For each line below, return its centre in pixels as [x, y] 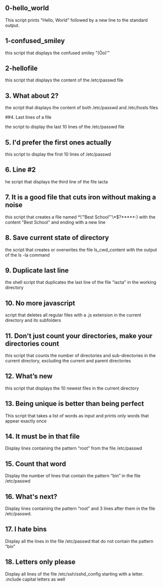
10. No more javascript [40, 303]
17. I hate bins [26, 529]
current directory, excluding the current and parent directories [68, 361]
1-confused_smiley [35, 41]
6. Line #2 [20, 170]
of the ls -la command [28, 255]
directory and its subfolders [33, 320]
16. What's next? [31, 497]
